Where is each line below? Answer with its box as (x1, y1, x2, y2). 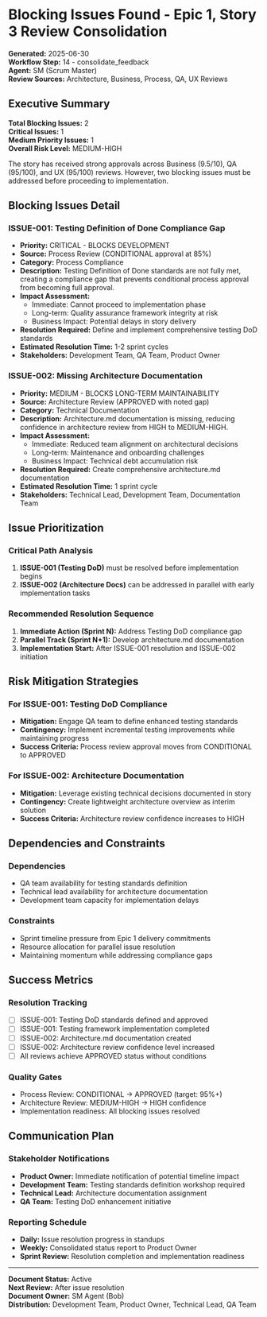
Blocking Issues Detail (8, 199, 121, 212)
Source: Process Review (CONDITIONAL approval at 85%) (19, 249, 212, 259)
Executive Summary (8, 97, 110, 110)
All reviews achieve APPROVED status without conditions (19, 1051, 207, 1060)
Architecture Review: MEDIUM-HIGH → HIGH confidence (19, 1098, 207, 1107)
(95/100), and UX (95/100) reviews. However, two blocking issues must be (8, 167, 252, 176)
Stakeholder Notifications (8, 1153, 110, 1164)
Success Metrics (8, 974, 94, 987)
